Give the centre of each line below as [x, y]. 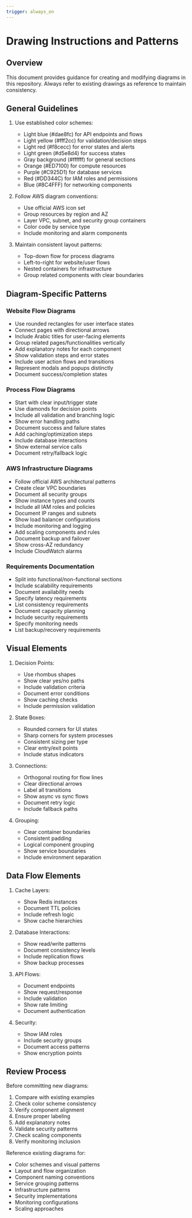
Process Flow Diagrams [41, 390]
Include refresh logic [49, 914]
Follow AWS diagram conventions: [57, 196]
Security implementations [46, 1196]
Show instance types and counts [55, 501]
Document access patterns [57, 1046]
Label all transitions [47, 790]
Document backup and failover [52, 538]
